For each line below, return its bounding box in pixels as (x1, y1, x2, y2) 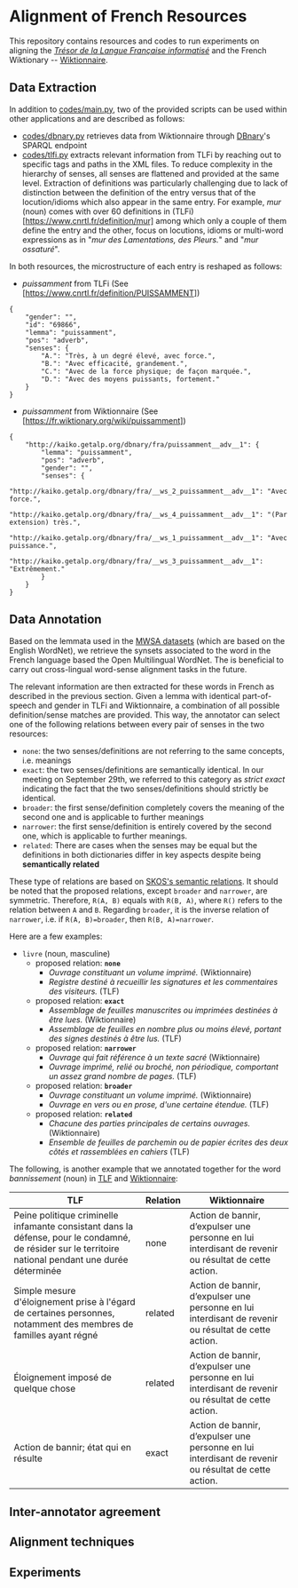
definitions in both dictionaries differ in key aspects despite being (21, 849, 262, 860)
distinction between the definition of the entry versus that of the (21, 187, 256, 197)
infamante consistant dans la (13, 1219, 134, 1232)
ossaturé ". (21, 243, 60, 254)
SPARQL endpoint (21, 139, 88, 150)
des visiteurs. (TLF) (48, 986, 120, 996)
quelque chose (13, 1382, 76, 1394)
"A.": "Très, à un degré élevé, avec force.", (41, 351, 216, 361)
